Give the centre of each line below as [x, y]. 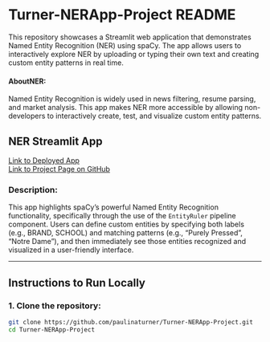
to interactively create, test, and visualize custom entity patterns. [154, 116]
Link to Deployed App [44, 160]
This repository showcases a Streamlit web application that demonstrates [130, 37]
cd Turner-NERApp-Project [51, 330]
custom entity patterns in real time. [66, 63]
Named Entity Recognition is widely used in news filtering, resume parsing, [132, 99]
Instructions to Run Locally [77, 283]
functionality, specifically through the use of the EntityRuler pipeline [122, 216]
